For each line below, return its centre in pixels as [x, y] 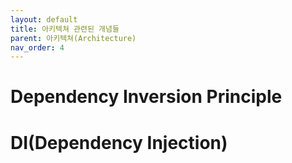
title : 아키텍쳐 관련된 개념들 [65, 29]
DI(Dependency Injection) [119, 142]
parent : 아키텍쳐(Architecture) [73, 38]
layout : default [44, 19]
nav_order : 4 [37, 47]
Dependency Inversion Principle [146, 97]
